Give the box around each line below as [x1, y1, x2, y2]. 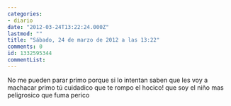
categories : [7, 10, 43, 18]
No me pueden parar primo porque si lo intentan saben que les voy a [7, 76, 208, 84]
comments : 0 [7, 43, 43, 50]
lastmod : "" [7, 30, 43, 37]
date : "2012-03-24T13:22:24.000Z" [7, 23, 110, 30]
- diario [7, 17, 33, 24]
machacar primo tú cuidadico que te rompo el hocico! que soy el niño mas [7, 83, 225, 92]
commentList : [7, 57, 46, 64]
